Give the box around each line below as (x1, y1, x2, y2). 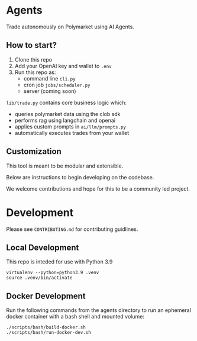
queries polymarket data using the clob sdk (14, 110, 121, 117)
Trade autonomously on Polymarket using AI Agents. (6, 23, 134, 30)
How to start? (6, 40, 57, 50)
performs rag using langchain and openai (14, 117, 115, 124)
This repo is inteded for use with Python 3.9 (6, 258, 113, 265)
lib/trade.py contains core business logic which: (6, 99, 127, 106)
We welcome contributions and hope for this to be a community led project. (6, 185, 190, 192)
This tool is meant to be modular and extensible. (6, 162, 124, 169)
